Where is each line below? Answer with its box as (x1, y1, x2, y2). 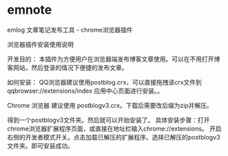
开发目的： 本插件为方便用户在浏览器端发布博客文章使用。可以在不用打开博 (7, 54, 220, 63)
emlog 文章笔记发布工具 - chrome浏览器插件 (7, 25, 133, 34)
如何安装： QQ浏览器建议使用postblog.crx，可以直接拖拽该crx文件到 (7, 78, 202, 86)
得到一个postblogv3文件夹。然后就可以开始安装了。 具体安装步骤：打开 (7, 115, 210, 124)
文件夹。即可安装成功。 (7, 142, 74, 150)
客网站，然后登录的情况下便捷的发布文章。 (7, 63, 128, 71)
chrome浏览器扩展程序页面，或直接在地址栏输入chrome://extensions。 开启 (7, 124, 222, 133)
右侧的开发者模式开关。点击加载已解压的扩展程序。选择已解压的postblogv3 (7, 133, 220, 141)
